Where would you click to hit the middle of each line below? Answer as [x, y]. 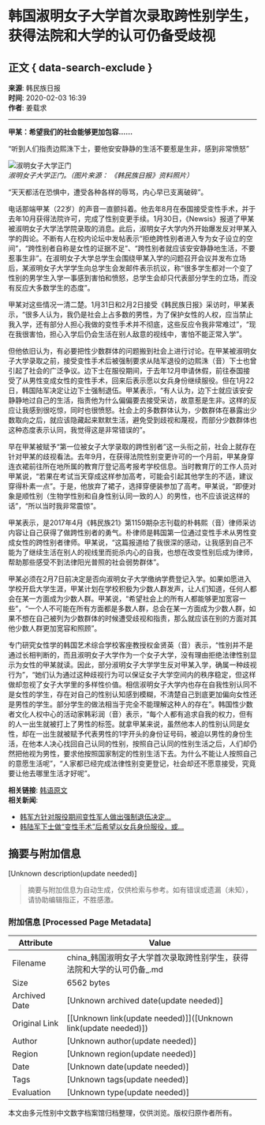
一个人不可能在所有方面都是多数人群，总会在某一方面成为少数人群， [139, 608]
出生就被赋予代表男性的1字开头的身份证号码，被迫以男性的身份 [144, 734]
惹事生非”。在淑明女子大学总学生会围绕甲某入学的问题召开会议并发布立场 [127, 258]
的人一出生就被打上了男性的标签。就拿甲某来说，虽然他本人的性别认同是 [125, 724]
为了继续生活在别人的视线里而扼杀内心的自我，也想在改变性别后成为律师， [136, 552]
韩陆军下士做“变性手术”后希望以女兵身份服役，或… [102, 827]
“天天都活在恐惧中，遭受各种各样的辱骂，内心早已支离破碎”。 [108, 192]
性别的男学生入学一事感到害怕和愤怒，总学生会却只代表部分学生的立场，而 [129, 278]
